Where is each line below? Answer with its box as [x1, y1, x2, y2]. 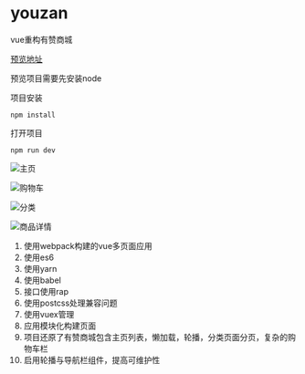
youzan [10, 3, 68, 24]
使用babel [23, 275, 62, 286]
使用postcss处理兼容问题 [23, 297, 118, 308]
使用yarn [23, 263, 58, 274]
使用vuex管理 [23, 308, 75, 319]
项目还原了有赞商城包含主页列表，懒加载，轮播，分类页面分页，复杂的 [23, 331, 289, 342]
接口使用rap [23, 286, 69, 296]
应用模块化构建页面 [23, 320, 97, 331]
